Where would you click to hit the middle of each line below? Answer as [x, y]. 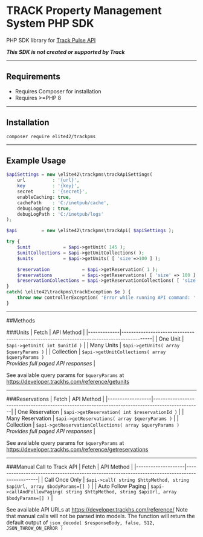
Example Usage [36, 160]
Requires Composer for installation [58, 91]
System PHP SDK [50, 23]
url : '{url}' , [48, 180]
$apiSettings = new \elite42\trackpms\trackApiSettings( [79, 175]
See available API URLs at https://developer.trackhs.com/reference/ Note [97, 509]
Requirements [33, 77]
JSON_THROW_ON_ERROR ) [35, 528]
